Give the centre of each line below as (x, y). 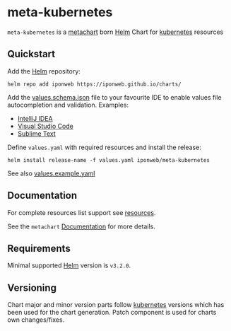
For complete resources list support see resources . (82, 212)
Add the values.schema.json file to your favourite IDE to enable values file (114, 97)
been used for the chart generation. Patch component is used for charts (112, 313)
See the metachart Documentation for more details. (81, 226)
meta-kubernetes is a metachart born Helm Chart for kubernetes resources (115, 32)
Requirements (39, 248)
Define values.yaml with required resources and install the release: (104, 147)
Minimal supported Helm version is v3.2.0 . (69, 265)
